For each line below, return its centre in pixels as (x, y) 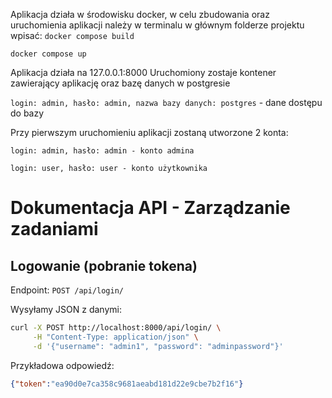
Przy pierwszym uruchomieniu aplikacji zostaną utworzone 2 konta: (149, 132)
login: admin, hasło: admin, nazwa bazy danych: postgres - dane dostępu (166, 102)
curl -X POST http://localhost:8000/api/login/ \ (116, 328)
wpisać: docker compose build (72, 35)
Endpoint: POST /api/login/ (67, 290)
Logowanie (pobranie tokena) (104, 265)
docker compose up (48, 54)
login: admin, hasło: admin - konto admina (102, 151)
